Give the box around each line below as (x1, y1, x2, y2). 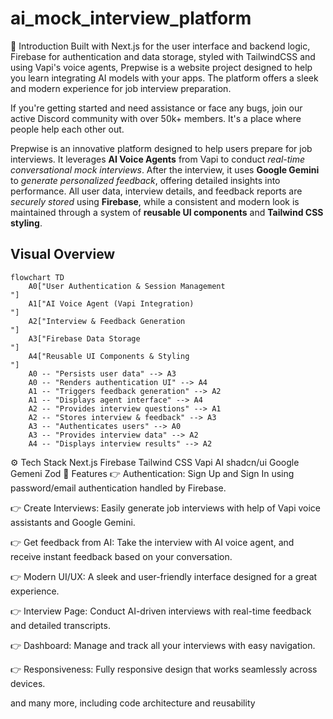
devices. (10, 677, 46, 689)
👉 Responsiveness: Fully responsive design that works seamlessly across (10, 663, 318, 675)
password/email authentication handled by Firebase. (10, 482, 227, 494)
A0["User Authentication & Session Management (28, 281, 226, 291)
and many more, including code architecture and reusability (10, 697, 256, 709)
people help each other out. (10, 123, 125, 135)
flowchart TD (10, 272, 65, 282)
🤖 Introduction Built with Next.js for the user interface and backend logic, (10, 40, 311, 52)
